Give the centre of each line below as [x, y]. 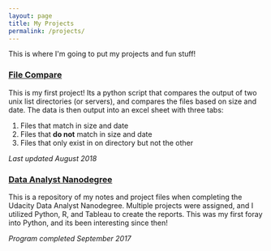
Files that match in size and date [74, 125]
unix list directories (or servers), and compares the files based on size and [133, 101]
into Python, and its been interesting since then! [88, 223]
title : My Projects [41, 23]
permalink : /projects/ [47, 31]
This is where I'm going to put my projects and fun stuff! [102, 54]
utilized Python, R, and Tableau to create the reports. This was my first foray [135, 214]
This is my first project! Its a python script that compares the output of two [133, 92]
